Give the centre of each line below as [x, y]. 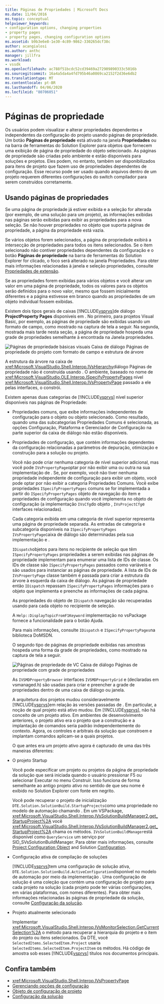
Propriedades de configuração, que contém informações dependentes [83, 443]
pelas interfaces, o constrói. [33, 388]
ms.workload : [18, 60]
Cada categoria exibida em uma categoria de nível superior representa [83, 519]
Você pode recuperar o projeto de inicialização [59, 800]
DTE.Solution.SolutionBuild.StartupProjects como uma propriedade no [85, 806]
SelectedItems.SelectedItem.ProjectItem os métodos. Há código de [81, 948]
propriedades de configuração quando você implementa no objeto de [82, 499]
